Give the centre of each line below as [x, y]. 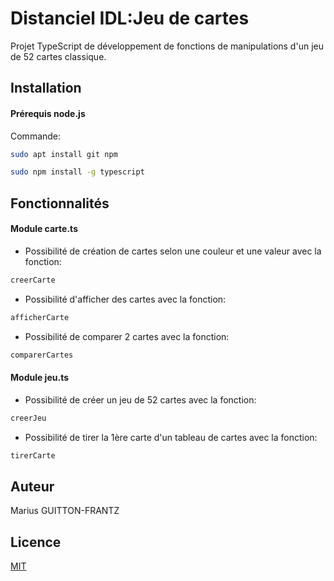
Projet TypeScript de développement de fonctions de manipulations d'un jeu [167, 46]
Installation [46, 88]
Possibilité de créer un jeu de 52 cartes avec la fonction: [140, 399]
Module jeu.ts [40, 378]
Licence [36, 542]
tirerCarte [33, 455]
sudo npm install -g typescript [77, 172]
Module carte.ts [44, 229]
